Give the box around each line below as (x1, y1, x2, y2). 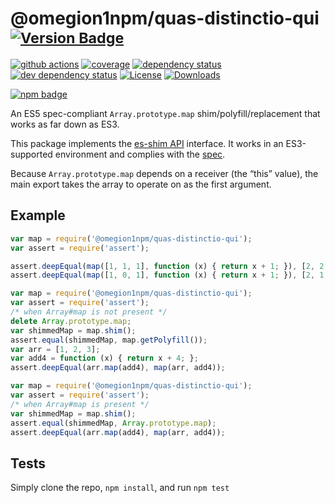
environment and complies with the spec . (54, 148, 226, 160)
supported (10, 148, 53, 160)
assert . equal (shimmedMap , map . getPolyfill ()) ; (10, 335, 208, 345)
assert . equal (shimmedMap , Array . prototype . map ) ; (10, 418, 217, 428)
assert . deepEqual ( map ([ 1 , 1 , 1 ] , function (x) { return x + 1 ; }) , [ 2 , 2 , (10, 261, 329, 271)
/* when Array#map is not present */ (10, 307, 168, 317)
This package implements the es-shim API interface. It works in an (10, 137, 284, 149)
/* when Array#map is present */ (10, 399, 150, 409)
